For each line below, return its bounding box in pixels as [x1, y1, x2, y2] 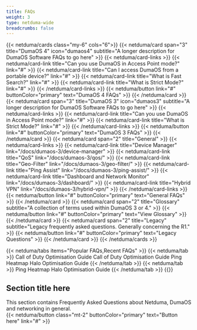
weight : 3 [6, 14, 31, 20]
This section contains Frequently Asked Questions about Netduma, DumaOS [6, 299, 192, 306]
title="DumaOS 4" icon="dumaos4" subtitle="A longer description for [6, 48, 175, 55]
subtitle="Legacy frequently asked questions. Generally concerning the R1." [6, 223, 191, 230]
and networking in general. [6, 305, 72, 312]
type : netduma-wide [6, 19, 54, 25]
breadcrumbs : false [6, 25, 54, 31]
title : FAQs [6, 8, 35, 15]
